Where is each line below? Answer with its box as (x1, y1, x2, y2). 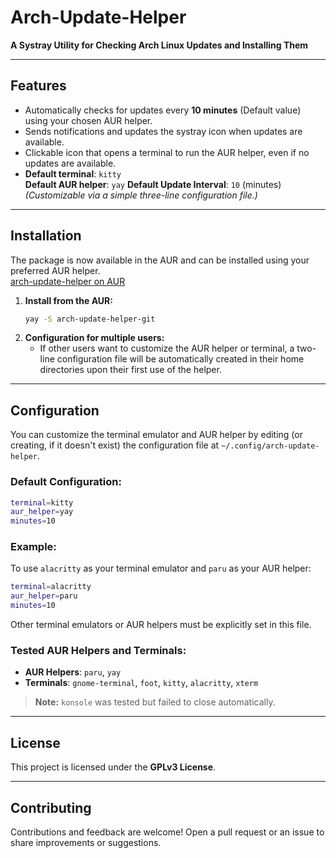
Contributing (10, 799, 92, 816)
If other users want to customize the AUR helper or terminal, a (39, 342, 295, 355)
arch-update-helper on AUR (10, 275, 126, 287)
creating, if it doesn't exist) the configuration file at (10, 439, 220, 451)
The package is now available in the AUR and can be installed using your (10, 254, 310, 266)
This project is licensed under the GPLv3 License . (10, 761, 217, 773)
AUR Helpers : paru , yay (24, 666, 122, 678)
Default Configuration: (10, 475, 122, 489)
